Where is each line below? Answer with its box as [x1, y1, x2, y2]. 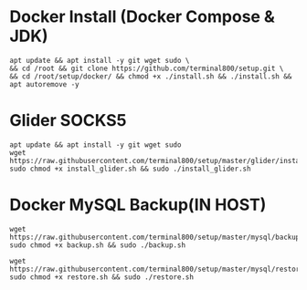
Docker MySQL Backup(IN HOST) [9, 194, 267, 215]
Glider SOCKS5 [9, 110, 127, 131]
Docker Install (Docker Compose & [9, 6, 276, 27]
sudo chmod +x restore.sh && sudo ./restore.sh [9, 272, 195, 282]
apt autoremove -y [9, 79, 79, 88]
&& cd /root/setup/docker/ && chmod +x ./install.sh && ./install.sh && [9, 71, 292, 81]
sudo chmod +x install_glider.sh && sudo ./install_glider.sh [9, 164, 251, 173]
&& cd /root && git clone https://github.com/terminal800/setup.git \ [9, 64, 284, 73]
